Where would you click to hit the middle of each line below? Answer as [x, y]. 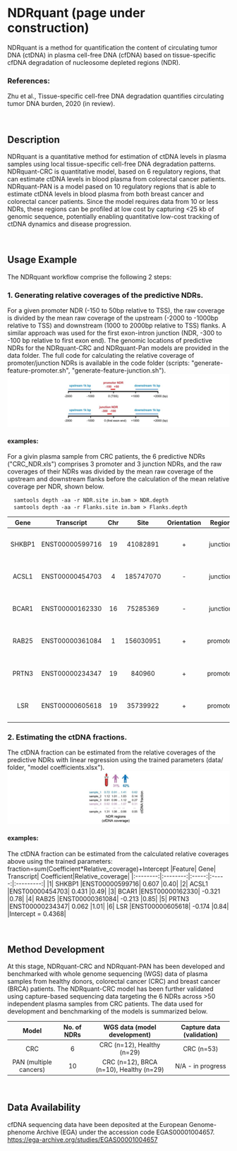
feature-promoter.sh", [39, 370]
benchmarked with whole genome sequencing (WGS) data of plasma [108, 974]
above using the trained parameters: [60, 861]
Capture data [201, 1027]
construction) [48, 28]
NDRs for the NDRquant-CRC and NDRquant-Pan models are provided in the [118, 348]
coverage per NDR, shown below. [56, 487]
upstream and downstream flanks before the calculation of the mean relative [119, 479]
